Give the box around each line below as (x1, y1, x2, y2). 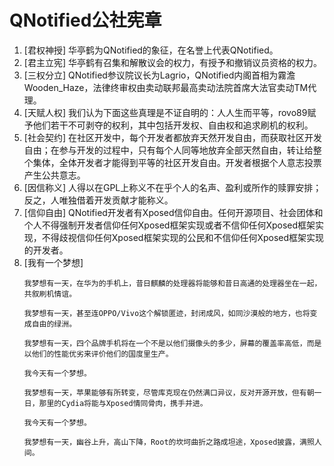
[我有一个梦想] (23, 256, 84, 268)
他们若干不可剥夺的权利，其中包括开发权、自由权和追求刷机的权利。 (32, 119, 314, 131)
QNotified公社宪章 (9, 9, 162, 32)
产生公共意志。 (23, 169, 86, 181)
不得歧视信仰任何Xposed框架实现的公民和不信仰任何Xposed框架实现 (41, 231, 325, 243)
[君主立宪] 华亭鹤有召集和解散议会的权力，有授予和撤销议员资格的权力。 (23, 56, 322, 68)
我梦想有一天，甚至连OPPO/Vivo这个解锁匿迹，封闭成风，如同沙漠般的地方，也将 (23, 308, 311, 318)
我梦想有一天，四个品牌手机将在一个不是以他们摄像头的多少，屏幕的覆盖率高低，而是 (23, 338, 322, 348)
